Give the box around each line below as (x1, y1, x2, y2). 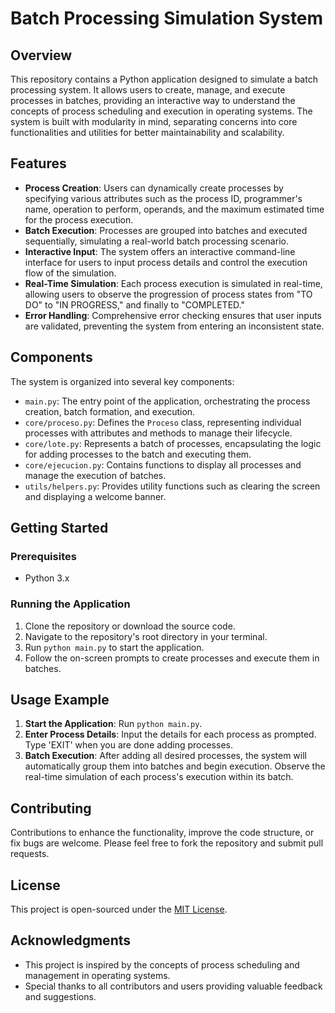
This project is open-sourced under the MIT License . (10, 903, 228, 916)
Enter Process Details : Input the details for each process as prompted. (24, 728, 317, 741)
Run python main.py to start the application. (24, 641, 205, 653)
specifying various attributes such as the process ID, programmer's (24, 192, 303, 204)
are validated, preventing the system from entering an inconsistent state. (24, 320, 325, 332)
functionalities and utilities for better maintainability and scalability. (10, 127, 285, 138)
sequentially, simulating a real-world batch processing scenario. (24, 235, 289, 247)
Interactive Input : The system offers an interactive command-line (24, 245, 296, 257)
